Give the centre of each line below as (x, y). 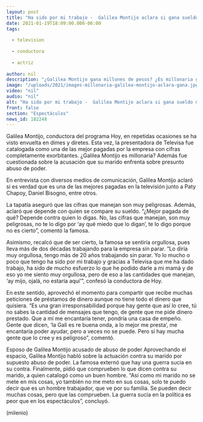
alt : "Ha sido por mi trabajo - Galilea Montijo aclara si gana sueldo (100, 102)
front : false (23, 108)
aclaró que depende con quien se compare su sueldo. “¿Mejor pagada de (98, 211)
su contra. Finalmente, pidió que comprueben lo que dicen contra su (92, 369)
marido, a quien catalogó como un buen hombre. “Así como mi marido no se (101, 375)
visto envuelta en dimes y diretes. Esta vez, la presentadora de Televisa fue (100, 142)
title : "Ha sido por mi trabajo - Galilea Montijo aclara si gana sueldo (102, 18)
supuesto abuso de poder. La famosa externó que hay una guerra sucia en (99, 363)
